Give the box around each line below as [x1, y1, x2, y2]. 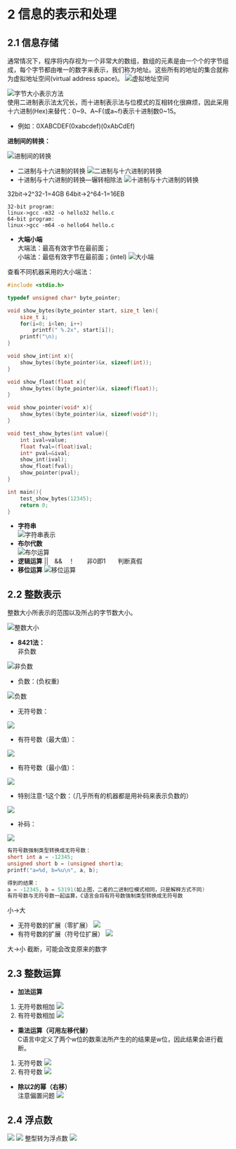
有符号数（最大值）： [17, 735, 77, 744]
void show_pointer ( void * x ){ [7, 404, 93, 411]
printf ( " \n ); [20, 333, 58, 340]
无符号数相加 [17, 1002, 55, 1011]
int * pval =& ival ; [20, 449, 71, 457]
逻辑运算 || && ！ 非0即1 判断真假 [17, 557, 143, 566]
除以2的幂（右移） [17, 1083, 72, 1091]
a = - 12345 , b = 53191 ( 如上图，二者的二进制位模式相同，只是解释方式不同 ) [7, 886, 206, 893]
